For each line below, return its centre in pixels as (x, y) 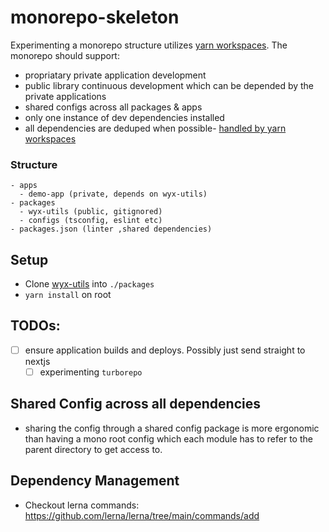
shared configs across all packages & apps (113, 107)
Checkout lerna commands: (82, 505)
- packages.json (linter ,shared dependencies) (111, 229)
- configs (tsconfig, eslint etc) (91, 221)
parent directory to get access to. (93, 449)
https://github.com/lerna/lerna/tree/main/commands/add (142, 515)
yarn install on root (68, 295)
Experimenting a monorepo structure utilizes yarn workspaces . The (149, 45)
